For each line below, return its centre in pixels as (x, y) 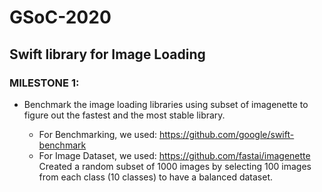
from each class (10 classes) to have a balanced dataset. (156, 177)
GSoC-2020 (60, 17)
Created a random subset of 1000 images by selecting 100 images (175, 166)
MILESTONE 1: (44, 83)
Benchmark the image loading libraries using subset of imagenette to (166, 104)
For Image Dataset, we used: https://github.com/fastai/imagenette (174, 155)
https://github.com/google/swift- (226, 134)
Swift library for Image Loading (107, 54)
